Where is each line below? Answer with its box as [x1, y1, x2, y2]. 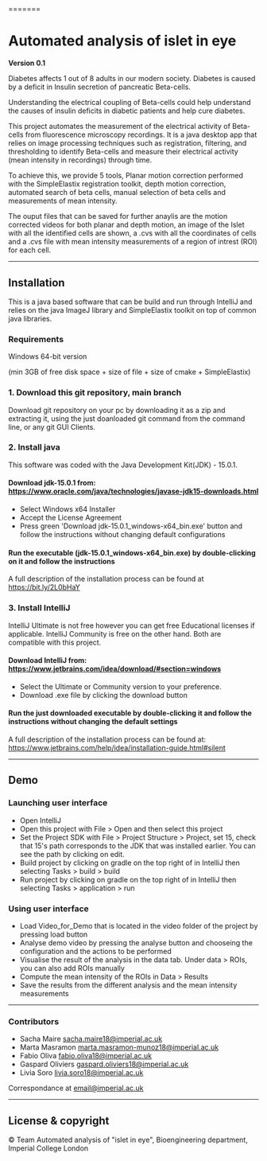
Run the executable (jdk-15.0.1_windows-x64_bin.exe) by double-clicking [8, 547, 256, 557]
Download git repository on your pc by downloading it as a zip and [8, 405, 226, 415]
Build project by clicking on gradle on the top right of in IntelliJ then [19, 858, 240, 867]
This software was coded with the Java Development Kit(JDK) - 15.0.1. [8, 460, 238, 469]
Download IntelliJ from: [8, 656, 87, 665]
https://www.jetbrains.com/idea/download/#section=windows [8, 664, 222, 674]
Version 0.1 [8, 58, 46, 68]
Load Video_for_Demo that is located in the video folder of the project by [19, 921, 258, 930]
